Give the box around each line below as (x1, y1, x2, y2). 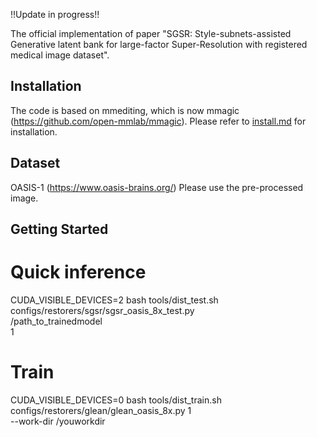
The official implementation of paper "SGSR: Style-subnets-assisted (10, 28, 292, 39)
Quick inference (10, 261, 147, 284)
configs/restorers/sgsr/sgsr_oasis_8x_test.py (10, 304, 195, 316)
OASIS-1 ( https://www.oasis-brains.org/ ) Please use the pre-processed (10, 181, 304, 193)
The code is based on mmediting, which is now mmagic (10, 104, 240, 116)
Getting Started (10, 221, 109, 238)
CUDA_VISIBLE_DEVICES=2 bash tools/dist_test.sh (10, 294, 219, 306)
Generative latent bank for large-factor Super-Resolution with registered (10, 39, 308, 50)
